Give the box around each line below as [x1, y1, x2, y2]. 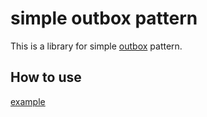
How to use [10, 69, 82, 86]
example [10, 95, 46, 107]
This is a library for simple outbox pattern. [10, 40, 183, 52]
